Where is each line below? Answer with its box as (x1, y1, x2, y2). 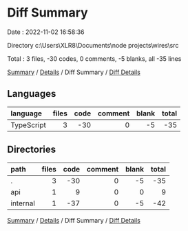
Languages (7, 88, 56, 100)
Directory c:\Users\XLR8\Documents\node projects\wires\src (7, 41, 179, 49)
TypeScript (10, 120, 46, 129)
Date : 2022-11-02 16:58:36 (7, 28, 85, 36)
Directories (7, 144, 56, 156)
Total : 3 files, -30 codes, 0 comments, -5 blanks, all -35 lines (7, 54, 182, 63)
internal (10, 198, 36, 208)
